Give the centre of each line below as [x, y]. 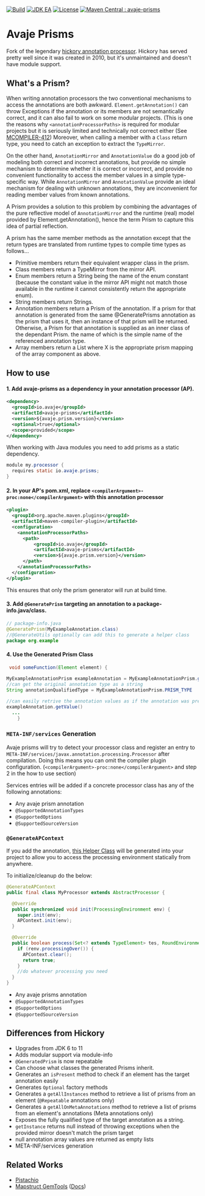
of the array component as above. [58, 354]
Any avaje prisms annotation [51, 995]
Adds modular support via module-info [64, 1055]
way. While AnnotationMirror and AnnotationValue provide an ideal [112, 181]
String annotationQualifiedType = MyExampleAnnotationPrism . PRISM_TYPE [99, 690]
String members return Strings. [54, 302]
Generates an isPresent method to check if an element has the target [103, 1074]
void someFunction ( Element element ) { [58, 668]
